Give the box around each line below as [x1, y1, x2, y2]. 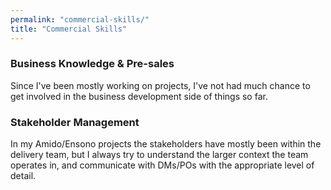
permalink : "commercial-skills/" [10, 14, 150, 25]
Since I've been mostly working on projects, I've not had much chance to [10, 79, 311, 91]
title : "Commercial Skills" [10, 24, 128, 34]
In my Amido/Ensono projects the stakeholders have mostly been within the [10, 138, 322, 150]
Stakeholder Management [10, 115, 140, 129]
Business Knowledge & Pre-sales [10, 57, 175, 71]
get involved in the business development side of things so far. [10, 90, 268, 102]
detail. [10, 170, 37, 182]
